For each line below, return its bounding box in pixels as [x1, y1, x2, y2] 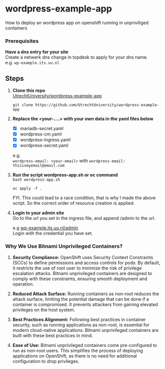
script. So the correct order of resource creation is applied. [12, 200, 135, 206]
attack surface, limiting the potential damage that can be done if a [12, 296, 149, 302]
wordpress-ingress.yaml [20, 137, 71, 143]
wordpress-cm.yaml [20, 131, 62, 137]
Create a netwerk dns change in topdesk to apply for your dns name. [5, 54, 148, 60]
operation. [12, 281, 34, 287]
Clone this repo [12, 87, 45, 93]
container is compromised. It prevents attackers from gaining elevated [12, 301, 158, 307]
